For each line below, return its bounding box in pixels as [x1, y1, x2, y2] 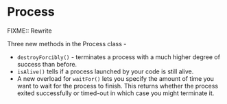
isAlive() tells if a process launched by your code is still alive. [16, 67, 194, 75]
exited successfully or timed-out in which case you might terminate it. [16, 89, 215, 97]
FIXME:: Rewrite [7, 27, 53, 35]
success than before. [16, 60, 77, 68]
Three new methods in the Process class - [7, 39, 127, 48]
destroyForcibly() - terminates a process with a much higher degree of [16, 52, 221, 61]
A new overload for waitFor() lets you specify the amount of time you [16, 74, 215, 82]
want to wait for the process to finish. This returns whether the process [16, 82, 218, 90]
